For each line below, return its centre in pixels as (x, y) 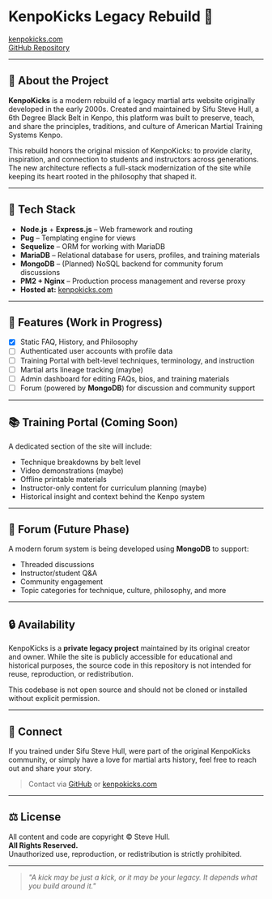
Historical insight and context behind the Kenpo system (112, 496)
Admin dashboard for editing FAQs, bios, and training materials (125, 379)
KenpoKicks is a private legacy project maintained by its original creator (130, 648)
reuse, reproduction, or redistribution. (71, 674)
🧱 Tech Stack (42, 210)
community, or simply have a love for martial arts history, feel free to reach (133, 759)
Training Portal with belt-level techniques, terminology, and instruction (137, 360)
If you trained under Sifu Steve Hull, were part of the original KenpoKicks (130, 751)
